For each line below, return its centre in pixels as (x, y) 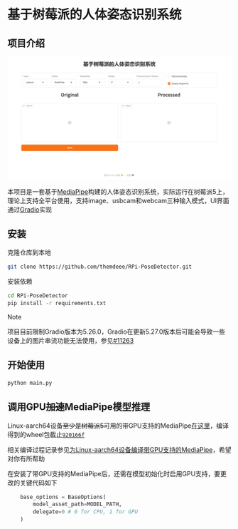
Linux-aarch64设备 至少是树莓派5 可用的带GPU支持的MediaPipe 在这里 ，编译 (118, 426)
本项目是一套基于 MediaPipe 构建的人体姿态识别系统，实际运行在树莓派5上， (118, 191)
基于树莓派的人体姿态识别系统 (95, 15)
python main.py (30, 383)
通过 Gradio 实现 (29, 209)
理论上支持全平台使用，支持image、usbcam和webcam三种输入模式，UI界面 (118, 200)
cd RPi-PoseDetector (38, 296)
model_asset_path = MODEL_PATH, (77, 504)
